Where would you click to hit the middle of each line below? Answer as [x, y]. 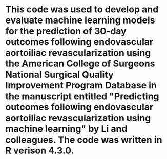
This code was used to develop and [82, 9]
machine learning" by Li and [66, 129]
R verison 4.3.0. [40, 151]
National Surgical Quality [59, 75]
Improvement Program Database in [81, 86]
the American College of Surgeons [80, 64]
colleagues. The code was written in [84, 140]
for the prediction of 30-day [66, 31]
